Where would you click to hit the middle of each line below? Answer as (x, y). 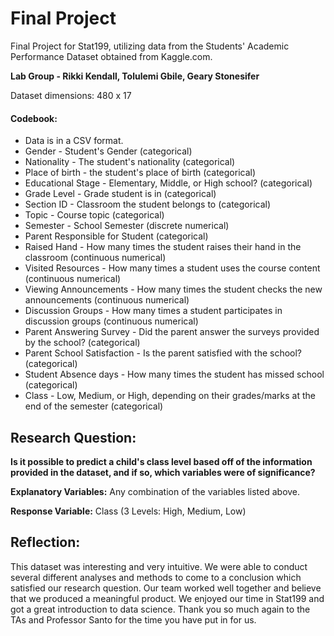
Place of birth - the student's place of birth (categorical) (140, 173)
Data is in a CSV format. (74, 141)
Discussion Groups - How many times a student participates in (153, 311)
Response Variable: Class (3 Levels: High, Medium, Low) (128, 511)
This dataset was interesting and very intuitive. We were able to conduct (159, 566)
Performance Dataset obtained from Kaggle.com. (111, 56)
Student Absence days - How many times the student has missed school (174, 374)
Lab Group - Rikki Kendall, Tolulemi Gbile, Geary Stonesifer (135, 76)
